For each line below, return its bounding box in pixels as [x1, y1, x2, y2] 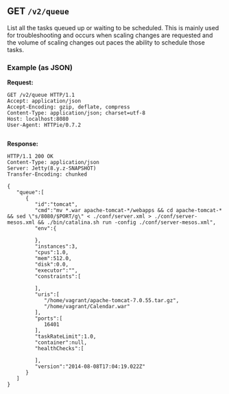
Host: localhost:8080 [7, 116, 69, 123]
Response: [7, 140, 39, 148]
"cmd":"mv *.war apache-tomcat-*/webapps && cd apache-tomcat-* [34, 207, 223, 214]
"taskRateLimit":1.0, [34, 333, 97, 340]
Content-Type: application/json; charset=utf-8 [7, 110, 146, 117]
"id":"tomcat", [34, 201, 78, 208]
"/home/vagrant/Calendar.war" [43, 303, 130, 310]
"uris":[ [34, 291, 60, 298]
